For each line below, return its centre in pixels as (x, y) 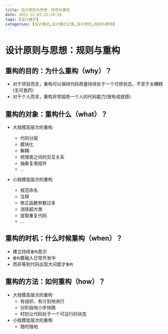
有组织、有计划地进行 (42, 301)
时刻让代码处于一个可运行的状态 (53, 314)
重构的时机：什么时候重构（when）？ (64, 238)
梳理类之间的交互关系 (42, 157)
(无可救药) (23, 90)
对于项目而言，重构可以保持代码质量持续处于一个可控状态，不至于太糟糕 (88, 84)
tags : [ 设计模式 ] (22, 19)
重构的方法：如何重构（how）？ (55, 282)
